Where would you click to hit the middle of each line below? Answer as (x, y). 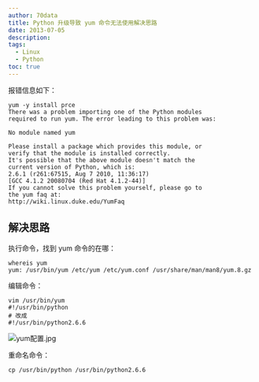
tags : (17, 45)
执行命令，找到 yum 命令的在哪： (62, 248)
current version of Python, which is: (72, 167)
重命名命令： (29, 354)
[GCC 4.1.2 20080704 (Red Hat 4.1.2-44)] (77, 181)
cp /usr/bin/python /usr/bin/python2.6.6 (77, 370)
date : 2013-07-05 (37, 30)
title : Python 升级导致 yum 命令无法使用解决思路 (83, 23)
